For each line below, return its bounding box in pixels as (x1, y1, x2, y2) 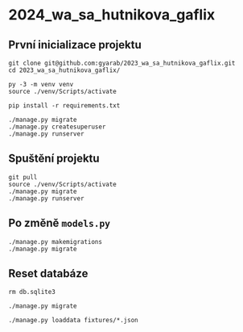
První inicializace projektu (8, 38, 142, 52)
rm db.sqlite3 (8, 288, 56, 296)
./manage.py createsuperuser (8, 123, 106, 131)
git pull (8, 173, 38, 181)
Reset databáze (8, 267, 89, 280)
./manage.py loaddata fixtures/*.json (8, 317, 138, 325)
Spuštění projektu (8, 152, 100, 166)
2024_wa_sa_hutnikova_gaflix (8, 6, 216, 24)
